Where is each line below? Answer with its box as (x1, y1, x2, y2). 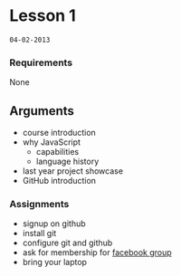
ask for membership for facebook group (22, 247, 172, 258)
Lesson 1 (9, 5, 77, 26)
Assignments (9, 197, 70, 210)
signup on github (22, 218, 86, 229)
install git (22, 228, 57, 239)
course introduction (22, 128, 97, 138)
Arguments (9, 103, 75, 119)
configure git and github (22, 237, 113, 249)
